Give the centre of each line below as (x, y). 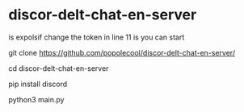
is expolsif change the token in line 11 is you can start (97, 37)
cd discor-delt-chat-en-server (59, 68)
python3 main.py (36, 99)
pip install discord (38, 84)
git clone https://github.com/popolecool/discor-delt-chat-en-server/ (122, 52)
